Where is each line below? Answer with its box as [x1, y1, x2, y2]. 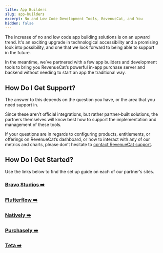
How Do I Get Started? [5, 156, 74, 164]
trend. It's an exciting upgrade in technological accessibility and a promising [5, 40, 158, 45]
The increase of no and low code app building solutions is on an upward [5, 34, 150, 40]
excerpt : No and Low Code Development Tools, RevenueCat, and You [5, 16, 143, 21]
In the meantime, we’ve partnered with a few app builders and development [5, 59, 157, 65]
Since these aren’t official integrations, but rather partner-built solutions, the [5, 111, 158, 117]
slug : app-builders [5, 12, 45, 17]
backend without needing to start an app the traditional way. [5, 69, 126, 76]
